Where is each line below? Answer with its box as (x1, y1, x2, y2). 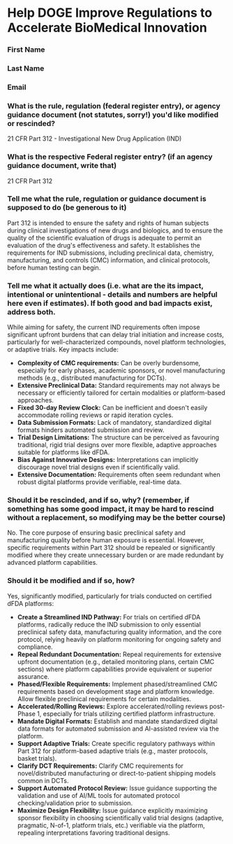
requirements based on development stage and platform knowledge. (17, 687, 215, 696)
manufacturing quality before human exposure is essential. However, (7, 536, 205, 544)
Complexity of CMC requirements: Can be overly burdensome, (17, 359, 201, 367)
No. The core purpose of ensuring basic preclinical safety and (7, 528, 186, 537)
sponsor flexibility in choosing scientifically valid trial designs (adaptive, (17, 813, 224, 822)
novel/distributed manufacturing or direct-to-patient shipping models (17, 768, 216, 778)
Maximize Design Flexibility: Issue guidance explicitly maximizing (17, 806, 208, 815)
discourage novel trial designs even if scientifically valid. (17, 463, 180, 472)
